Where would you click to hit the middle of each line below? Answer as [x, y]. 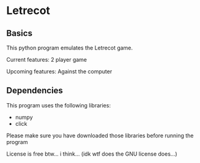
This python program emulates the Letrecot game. [70, 48]
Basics [19, 33]
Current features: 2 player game [47, 60]
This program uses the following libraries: [59, 105]
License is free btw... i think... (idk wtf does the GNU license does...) [92, 154]
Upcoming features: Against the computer [59, 71]
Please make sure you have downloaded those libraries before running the [100, 136]
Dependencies [35, 91]
